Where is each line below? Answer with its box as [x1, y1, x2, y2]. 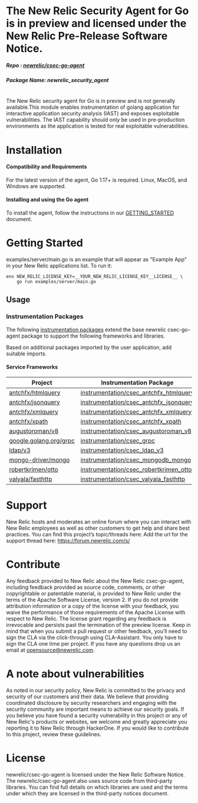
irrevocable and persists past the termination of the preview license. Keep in [6, 621, 191, 628]
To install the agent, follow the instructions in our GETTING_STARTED [6, 209, 174, 216]
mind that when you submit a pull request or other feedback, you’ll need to [6, 627, 187, 634]
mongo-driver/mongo [9, 455, 70, 464]
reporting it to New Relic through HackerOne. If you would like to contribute [6, 724, 189, 731]
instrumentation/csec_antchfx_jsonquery [80, 398, 194, 406]
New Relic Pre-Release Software [6, 30, 168, 43]
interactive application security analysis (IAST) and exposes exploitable [6, 110, 180, 117]
